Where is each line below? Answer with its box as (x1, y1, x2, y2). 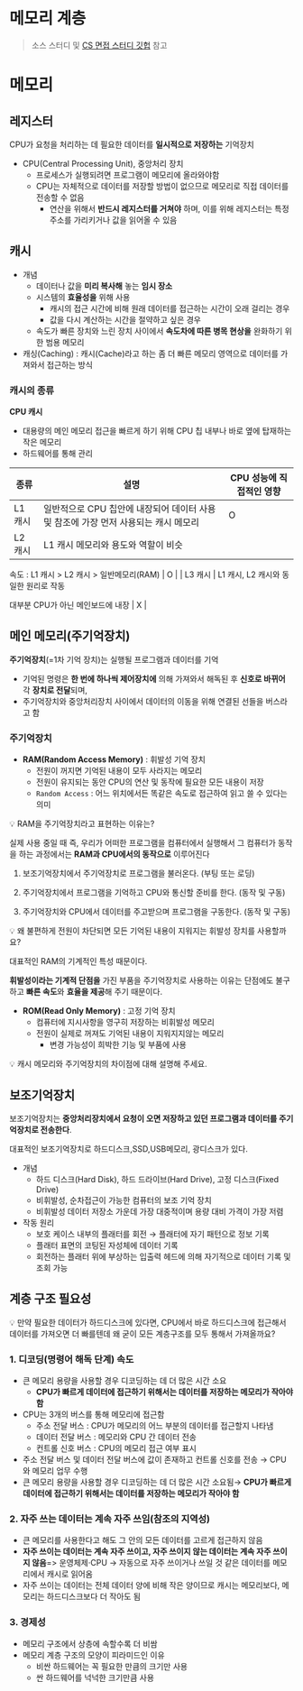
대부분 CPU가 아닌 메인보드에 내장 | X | (9, 600, 147, 611)
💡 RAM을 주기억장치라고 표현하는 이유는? (9, 818, 155, 830)
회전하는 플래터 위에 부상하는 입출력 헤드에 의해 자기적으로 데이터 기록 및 (35, 1251, 291, 1262)
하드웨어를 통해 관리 (22, 448, 93, 459)
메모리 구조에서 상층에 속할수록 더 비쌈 (22, 1638, 158, 1649)
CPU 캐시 (9, 407, 43, 418)
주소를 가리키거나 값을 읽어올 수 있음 (49, 214, 178, 225)
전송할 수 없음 (35, 191, 85, 203)
